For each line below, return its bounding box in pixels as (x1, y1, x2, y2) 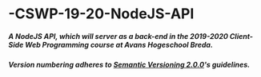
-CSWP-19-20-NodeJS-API (8, 5, 195, 23)
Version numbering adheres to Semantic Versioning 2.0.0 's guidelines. (8, 60, 251, 70)
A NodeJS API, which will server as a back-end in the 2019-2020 (8, 31, 228, 40)
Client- (229, 31, 254, 40)
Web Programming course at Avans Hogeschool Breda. (25, 40, 214, 49)
